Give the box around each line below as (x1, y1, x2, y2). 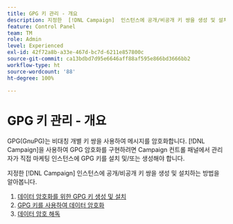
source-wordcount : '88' (7, 68, 76, 75)
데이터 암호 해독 (17, 209, 60, 218)
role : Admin (7, 36, 42, 43)
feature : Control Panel (7, 23, 76, 30)
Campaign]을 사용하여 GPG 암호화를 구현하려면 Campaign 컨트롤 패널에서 (7, 146, 210, 154)
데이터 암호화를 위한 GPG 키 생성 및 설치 (17, 192, 127, 201)
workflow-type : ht (7, 62, 60, 69)
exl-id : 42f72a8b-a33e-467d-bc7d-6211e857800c (7, 49, 144, 56)
